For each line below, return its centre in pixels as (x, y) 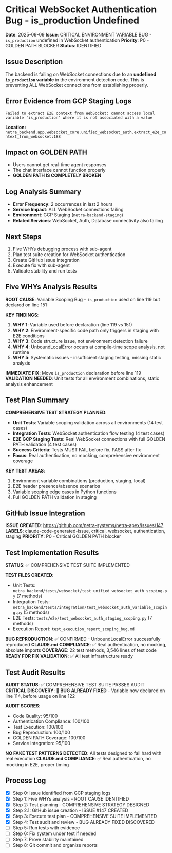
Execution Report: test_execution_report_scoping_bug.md (74, 629)
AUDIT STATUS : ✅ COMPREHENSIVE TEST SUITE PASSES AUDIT (75, 685)
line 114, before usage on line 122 (40, 696)
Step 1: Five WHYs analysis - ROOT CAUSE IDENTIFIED (71, 798)
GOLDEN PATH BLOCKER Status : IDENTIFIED (53, 45)
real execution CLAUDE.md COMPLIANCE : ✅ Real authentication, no (78, 759)
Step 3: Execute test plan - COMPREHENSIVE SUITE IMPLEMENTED (85, 816)
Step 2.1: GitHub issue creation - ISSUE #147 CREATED (70, 810)
